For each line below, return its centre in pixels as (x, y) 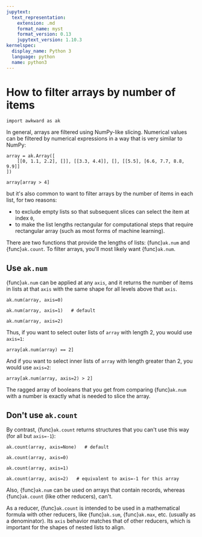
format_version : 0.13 (44, 34)
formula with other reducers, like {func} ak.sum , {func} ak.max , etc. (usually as (101, 515)
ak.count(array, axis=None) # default (58, 447)
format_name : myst (40, 29)
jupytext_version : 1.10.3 (50, 40)
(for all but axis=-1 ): (31, 436)
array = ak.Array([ (31, 156)
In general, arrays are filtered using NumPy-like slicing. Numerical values (97, 132)
